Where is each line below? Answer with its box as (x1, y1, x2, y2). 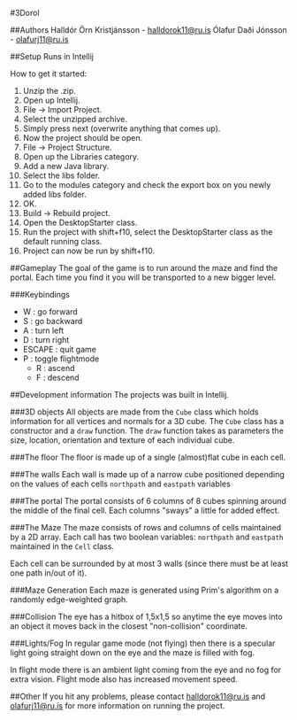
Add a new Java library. (22, 161, 110, 171)
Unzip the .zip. (22, 86, 76, 96)
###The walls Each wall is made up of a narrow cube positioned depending (10, 469, 286, 479)
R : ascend (35, 363, 75, 373)
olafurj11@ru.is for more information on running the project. (10, 701, 225, 711)
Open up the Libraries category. (22, 151, 140, 162)
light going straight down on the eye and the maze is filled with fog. (10, 647, 255, 658)
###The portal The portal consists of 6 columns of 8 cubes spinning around (10, 496, 286, 506)
